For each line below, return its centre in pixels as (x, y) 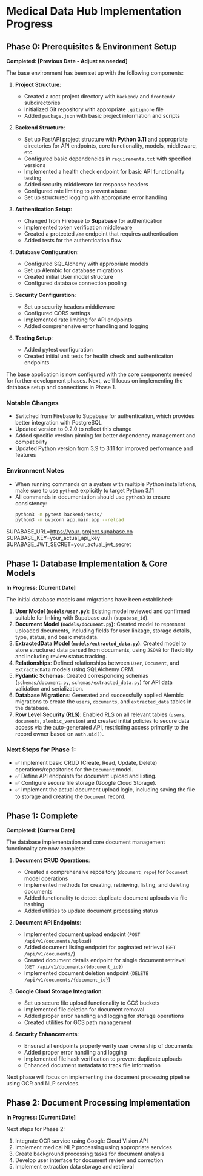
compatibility (31, 442)
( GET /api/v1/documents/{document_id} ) (74, 966)
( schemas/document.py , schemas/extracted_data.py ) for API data (94, 682)
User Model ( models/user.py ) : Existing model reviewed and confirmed (102, 611)
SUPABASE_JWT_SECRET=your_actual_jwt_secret (69, 544)
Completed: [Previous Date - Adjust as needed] (67, 61)
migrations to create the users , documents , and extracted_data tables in (103, 702)
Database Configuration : (47, 252)
